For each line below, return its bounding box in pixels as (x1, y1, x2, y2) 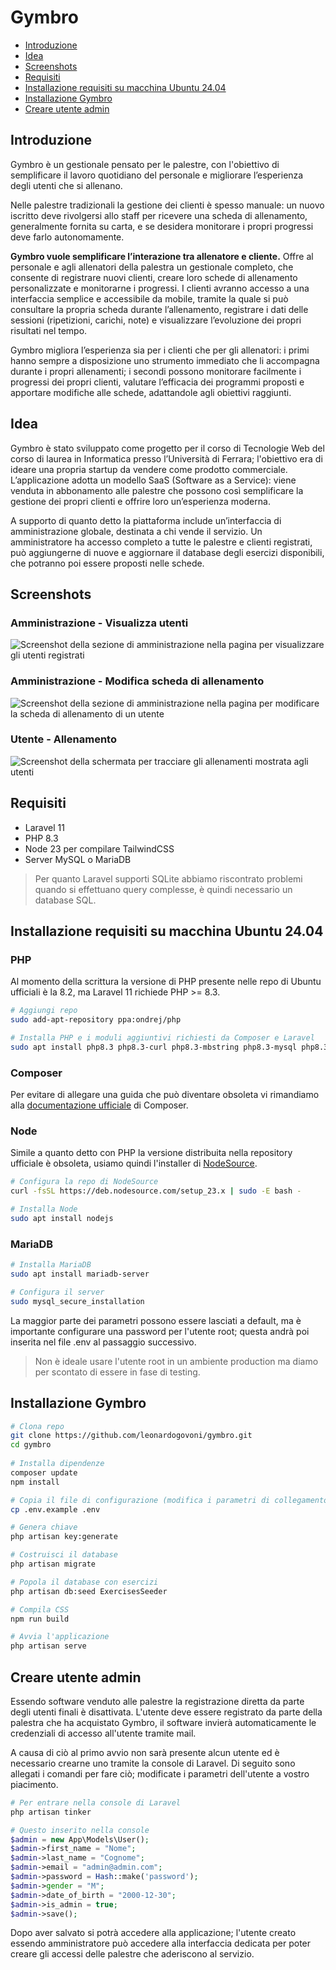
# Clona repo (10, 1421, 65, 1431)
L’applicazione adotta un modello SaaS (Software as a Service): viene (10, 474, 297, 486)
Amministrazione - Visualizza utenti (10, 616, 189, 630)
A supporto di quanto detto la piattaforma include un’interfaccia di (10, 514, 282, 526)
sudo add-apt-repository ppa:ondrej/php (10, 1015, 182, 1025)
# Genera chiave (10, 1522, 78, 1533)
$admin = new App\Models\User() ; (10, 1834, 150, 1845)
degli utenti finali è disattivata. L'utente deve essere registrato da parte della (10, 1706, 323, 1718)
